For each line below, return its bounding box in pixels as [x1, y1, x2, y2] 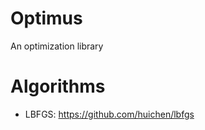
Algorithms [10, 75, 106, 98]
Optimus [10, 7, 83, 30]
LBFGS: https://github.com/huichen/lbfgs [24, 108, 195, 120]
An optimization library [10, 40, 104, 52]
